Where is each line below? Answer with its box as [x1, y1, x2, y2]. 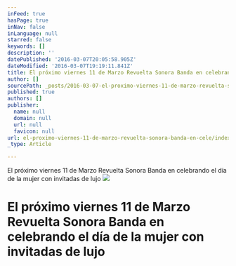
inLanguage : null [7, 29, 58, 37]
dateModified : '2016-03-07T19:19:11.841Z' [7, 62, 133, 69]
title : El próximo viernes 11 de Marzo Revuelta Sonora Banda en [7, 69, 202, 76]
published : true [7, 88, 55, 95]
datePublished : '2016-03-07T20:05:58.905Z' [7, 56, 137, 63]
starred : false [7, 36, 52, 44]
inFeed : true [7, 10, 46, 18]
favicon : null [13, 128, 55, 135]
